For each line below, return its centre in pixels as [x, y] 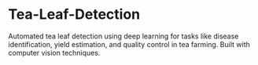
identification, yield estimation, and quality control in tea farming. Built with [129, 44]
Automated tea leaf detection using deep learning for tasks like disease [123, 36]
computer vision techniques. [54, 52]
